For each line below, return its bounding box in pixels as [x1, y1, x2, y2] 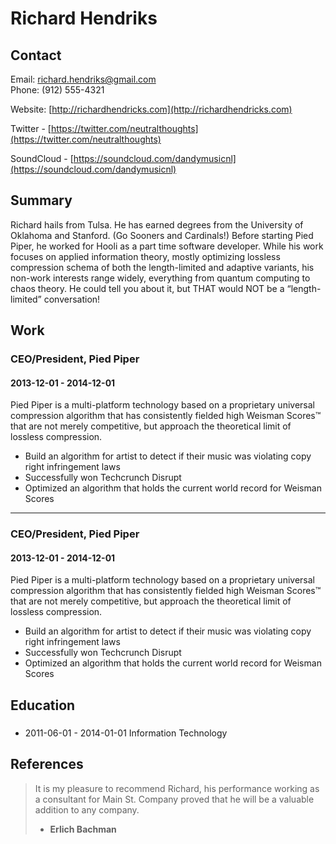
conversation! [43, 293, 101, 305]
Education [10, 697, 76, 714]
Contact [10, 47, 62, 64]
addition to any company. [34, 803, 140, 816]
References [10, 756, 84, 773]
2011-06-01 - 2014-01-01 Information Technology [24, 727, 228, 739]
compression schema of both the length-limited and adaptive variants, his [10, 261, 315, 273]
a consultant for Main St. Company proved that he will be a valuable [34, 793, 315, 805]
